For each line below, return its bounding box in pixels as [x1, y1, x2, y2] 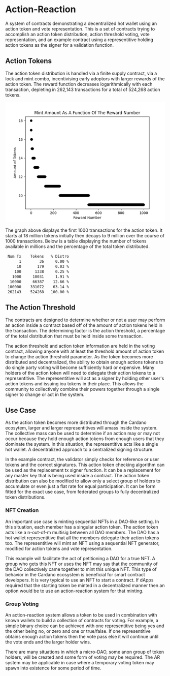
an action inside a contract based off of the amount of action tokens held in [5, 322, 163, 328]
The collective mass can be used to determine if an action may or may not [5, 431, 160, 437]
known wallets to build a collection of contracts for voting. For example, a [5, 617, 159, 623]
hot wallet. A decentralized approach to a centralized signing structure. [5, 446, 154, 453]
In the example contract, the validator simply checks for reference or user [5, 456, 159, 463]
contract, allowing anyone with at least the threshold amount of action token [5, 348, 164, 354]
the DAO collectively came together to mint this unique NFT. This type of [5, 566, 157, 572]
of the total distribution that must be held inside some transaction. [5, 333, 143, 339]
